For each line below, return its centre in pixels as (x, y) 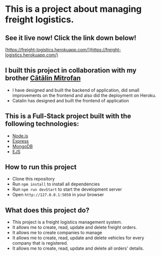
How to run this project (41, 167)
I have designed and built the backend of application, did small (76, 90)
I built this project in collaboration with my (71, 70)
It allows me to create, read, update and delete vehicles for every (78, 238)
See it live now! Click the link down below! (71, 38)
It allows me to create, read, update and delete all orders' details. (78, 249)
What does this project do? (47, 210)
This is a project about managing (73, 9)
